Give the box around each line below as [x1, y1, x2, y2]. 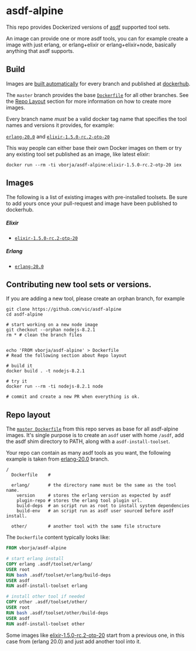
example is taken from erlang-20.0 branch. [6, 455, 109, 462]
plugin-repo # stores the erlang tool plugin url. [16, 498, 143, 504]
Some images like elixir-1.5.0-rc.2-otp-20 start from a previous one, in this [6, 632, 185, 639]
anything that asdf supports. [6, 47, 74, 54]
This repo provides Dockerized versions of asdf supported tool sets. [6, 24, 171, 31]
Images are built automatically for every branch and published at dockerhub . [6, 80, 191, 87]
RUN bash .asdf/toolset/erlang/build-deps [6, 572, 111, 578]
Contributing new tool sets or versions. [6, 279, 152, 289]
